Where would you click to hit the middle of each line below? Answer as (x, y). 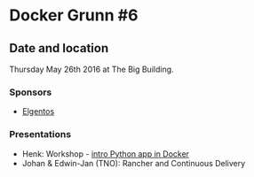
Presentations (40, 135)
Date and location (59, 48)
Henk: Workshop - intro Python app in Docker (105, 154)
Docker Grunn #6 (74, 15)
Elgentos (38, 112)
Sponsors (31, 92)
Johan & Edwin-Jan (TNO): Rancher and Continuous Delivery (134, 163)
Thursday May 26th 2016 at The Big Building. (92, 69)
